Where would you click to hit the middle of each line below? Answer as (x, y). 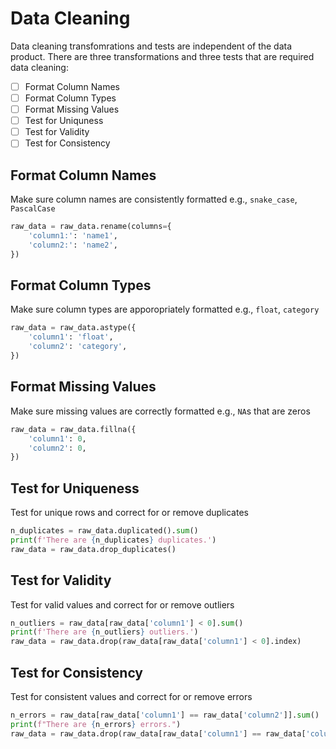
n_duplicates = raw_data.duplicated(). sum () (104, 531)
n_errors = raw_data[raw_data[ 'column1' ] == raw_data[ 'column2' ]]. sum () (165, 715)
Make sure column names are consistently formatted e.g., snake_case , (154, 199)
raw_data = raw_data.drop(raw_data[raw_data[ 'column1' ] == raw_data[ (158, 733)
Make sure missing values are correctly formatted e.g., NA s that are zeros (160, 411)
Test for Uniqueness (75, 488)
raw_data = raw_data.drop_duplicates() (93, 549)
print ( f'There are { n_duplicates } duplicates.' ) (113, 540)
